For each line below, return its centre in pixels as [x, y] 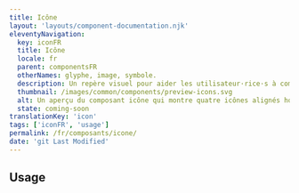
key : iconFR [40, 42]
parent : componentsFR [57, 68]
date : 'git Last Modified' [59, 141]
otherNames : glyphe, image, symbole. [87, 76]
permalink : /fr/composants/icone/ [73, 133]
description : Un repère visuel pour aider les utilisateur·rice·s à [147, 84]
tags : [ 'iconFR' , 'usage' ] [59, 125]
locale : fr [37, 59]
